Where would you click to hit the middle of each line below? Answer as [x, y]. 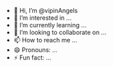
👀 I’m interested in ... [42, 18]
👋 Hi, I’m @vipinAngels [46, 11]
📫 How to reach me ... [45, 40]
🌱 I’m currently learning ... [50, 25]
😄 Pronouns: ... [36, 50]
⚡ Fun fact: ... [32, 57]
